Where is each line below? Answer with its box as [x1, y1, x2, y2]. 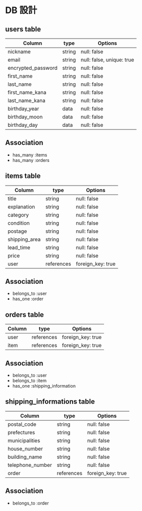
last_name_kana [7, 97, 46, 104]
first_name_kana [7, 89, 46, 96]
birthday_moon [7, 113, 43, 120]
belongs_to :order [12, 500, 49, 506]
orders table [5, 310, 44, 319]
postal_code [7, 421, 36, 428]
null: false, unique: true [80, 56, 134, 63]
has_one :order [12, 296, 43, 302]
